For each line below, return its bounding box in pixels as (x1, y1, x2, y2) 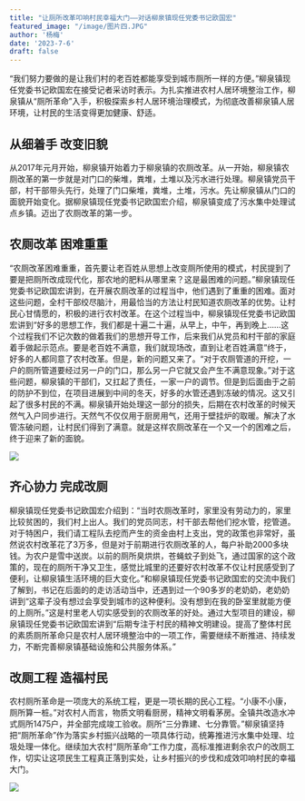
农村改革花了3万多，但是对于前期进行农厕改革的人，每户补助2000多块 (25, 539, 289, 549)
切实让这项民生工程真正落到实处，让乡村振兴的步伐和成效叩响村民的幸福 (25, 753, 296, 764)
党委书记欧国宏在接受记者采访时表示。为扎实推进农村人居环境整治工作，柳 (16, 84, 296, 95)
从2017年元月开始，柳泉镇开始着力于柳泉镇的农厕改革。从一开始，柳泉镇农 (9, 162, 290, 173)
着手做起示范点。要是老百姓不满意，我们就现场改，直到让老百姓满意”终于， (9, 341, 292, 352)
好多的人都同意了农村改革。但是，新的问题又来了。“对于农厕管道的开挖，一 (9, 353, 292, 364)
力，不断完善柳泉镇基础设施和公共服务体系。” (9, 641, 177, 652)
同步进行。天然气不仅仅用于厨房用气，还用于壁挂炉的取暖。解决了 (40, 410, 288, 420)
